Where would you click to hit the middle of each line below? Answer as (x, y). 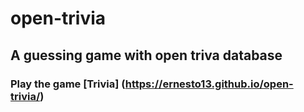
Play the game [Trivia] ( (68, 84)
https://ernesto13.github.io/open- (209, 84)
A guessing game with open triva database (146, 55)
